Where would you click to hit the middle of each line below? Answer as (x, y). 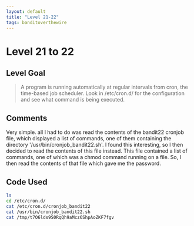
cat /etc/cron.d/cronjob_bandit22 (48, 206)
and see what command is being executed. (73, 100)
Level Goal (26, 73)
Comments (27, 118)
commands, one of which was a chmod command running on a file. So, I (93, 157)
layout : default (26, 11)
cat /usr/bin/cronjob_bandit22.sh (48, 212)
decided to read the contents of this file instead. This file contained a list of (97, 151)
